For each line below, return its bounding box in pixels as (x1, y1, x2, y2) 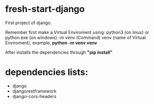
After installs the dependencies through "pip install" (5, 49, 113, 55)
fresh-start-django (5, 3, 85, 15)
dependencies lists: (5, 67, 88, 78)
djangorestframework (12, 88, 57, 94)
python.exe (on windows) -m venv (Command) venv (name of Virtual (5, 35, 146, 40)
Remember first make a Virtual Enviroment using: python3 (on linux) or (5, 29, 150, 35)
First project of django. (5, 20, 52, 26)
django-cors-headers (12, 93, 57, 99)
